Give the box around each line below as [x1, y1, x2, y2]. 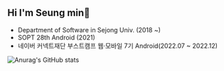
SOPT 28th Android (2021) [17, 33, 96, 41]
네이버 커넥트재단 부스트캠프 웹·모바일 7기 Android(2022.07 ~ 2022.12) [17, 41, 218, 50]
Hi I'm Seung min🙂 [7, 7, 90, 19]
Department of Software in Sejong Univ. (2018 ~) [17, 25, 161, 34]
